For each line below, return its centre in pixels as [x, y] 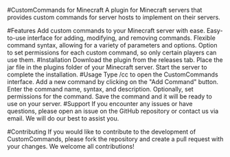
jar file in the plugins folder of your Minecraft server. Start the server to [107, 67]
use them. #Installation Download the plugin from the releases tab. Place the [115, 60]
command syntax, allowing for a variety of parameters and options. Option [112, 45]
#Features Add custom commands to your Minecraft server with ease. [106, 31]
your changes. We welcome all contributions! [71, 146]
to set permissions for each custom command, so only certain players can [112, 52]
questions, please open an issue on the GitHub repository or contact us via [113, 111]
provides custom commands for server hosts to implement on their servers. [114, 17]
